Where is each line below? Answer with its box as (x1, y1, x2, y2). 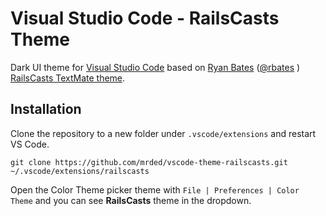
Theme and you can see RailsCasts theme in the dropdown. (10, 194, 252, 206)
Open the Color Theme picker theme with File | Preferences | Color (10, 183, 300, 196)
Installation (10, 101, 82, 118)
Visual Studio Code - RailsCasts (10, 7, 280, 30)
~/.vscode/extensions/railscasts (10, 166, 150, 176)
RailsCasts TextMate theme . (10, 72, 126, 84)
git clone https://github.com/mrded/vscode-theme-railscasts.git (10, 157, 288, 167)
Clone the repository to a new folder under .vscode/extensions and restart (10, 127, 317, 139)
